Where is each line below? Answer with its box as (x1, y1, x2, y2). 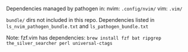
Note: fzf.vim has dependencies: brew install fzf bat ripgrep (6, 34, 161, 41)
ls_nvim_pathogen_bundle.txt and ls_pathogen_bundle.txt (6, 23, 149, 30)
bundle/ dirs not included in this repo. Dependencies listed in (6, 17, 155, 23)
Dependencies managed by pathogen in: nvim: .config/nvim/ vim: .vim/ (6, 5, 183, 12)
